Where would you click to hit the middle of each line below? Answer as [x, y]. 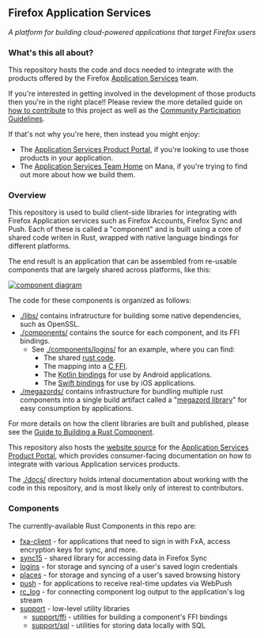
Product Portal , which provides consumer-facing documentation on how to [130, 456]
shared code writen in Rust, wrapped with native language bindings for [123, 237]
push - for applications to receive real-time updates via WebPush [126, 583]
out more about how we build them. [77, 175]
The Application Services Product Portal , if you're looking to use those [134, 150]
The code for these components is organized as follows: [100, 301]
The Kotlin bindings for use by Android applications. [127, 374]
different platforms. [40, 246]
